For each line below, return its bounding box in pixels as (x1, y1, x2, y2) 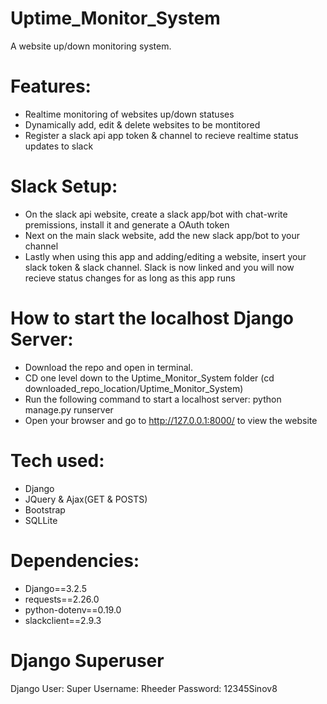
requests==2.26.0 (24, 593, 100, 605)
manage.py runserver (24, 403, 114, 416)
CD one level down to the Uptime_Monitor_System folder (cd (24, 372, 275, 384)
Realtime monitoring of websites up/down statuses (24, 108, 235, 120)
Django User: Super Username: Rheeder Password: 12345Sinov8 (10, 682, 278, 694)
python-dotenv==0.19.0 (24, 603, 122, 616)
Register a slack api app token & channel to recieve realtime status (24, 129, 299, 141)
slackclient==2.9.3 (24, 614, 102, 626)
